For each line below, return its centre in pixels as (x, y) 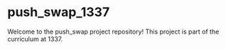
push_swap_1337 (59, 12)
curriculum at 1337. (35, 38)
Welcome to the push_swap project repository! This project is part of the (113, 31)
